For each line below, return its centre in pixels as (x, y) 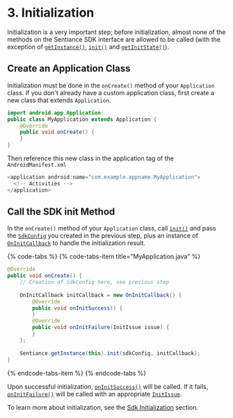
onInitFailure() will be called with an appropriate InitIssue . (95, 394)
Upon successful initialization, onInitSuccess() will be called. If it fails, (108, 386)
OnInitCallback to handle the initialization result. (77, 243)
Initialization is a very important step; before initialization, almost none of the (116, 32)
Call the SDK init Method (61, 212)
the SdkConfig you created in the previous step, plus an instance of (103, 236)
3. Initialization (51, 13)
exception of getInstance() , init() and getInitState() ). (88, 47)
